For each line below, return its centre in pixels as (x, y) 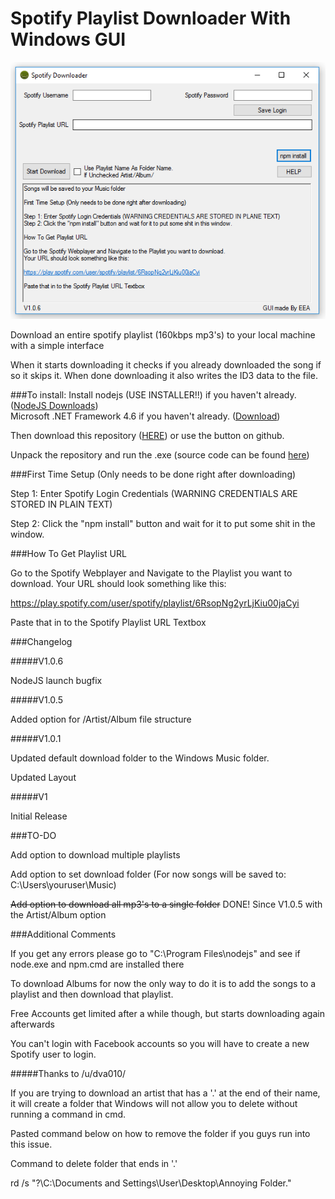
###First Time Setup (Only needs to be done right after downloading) (153, 474)
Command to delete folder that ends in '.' (94, 1164)
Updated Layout (43, 778)
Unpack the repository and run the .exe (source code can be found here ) (160, 455)
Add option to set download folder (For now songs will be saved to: (148, 874)
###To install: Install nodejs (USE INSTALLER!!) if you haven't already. (153, 395)
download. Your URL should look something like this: (118, 584)
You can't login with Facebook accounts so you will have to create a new (160, 1044)
